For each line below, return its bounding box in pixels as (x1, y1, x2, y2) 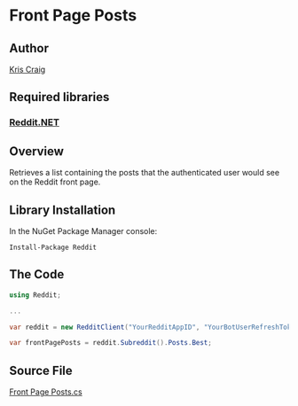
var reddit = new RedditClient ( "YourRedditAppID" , (9, 323, 200, 332)
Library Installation (9, 202, 116, 217)
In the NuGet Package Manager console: (9, 225, 158, 236)
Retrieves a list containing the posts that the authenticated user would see (9, 168, 280, 178)
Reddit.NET (9, 116, 60, 129)
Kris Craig (9, 64, 46, 74)
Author (9, 41, 49, 56)
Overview (9, 144, 65, 159)
